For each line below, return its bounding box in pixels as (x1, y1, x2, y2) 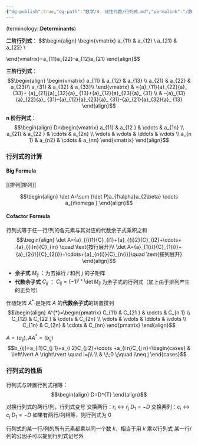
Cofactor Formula (6, 213, 50, 220)
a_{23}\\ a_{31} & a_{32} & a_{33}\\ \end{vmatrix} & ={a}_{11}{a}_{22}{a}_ (11, 83, 187, 90)
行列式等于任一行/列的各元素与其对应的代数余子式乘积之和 (6, 226, 148, 233)
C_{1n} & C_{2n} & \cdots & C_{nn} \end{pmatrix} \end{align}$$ (22, 321, 176, 329)
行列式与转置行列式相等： (6, 381, 68, 388)
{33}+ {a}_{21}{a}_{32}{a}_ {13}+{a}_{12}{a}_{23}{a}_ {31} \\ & (12, 89, 163, 96)
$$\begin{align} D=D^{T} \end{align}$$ (51, 391, 147, 398)
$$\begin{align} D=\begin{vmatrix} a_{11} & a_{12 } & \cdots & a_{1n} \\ (14, 124, 184, 131)
